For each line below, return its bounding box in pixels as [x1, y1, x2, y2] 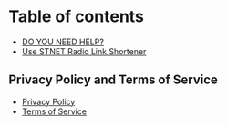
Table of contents [8, 6, 145, 27]
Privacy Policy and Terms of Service [8, 72, 218, 88]
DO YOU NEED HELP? [21, 36, 104, 47]
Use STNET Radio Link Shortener [21, 45, 147, 56]
